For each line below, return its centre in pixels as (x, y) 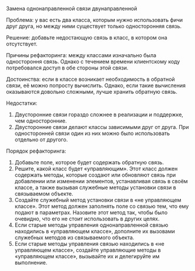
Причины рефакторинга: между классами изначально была (81, 55)
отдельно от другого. (41, 140)
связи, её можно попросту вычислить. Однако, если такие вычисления (96, 85)
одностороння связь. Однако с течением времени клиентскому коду (93, 62)
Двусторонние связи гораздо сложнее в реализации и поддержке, (99, 115)
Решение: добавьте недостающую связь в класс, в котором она (87, 37)
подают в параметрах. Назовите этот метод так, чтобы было (91, 212)
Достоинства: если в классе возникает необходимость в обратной (90, 79)
